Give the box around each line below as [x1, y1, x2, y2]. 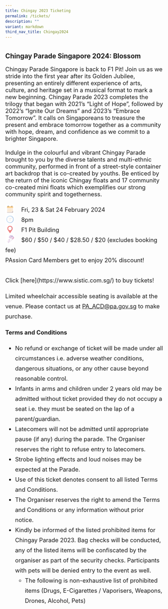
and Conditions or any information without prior [15, 505, 144, 514]
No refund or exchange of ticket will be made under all [15, 344, 163, 352]
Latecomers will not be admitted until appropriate [15, 425, 149, 433]
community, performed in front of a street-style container [5, 162, 161, 170]
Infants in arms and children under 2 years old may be [15, 384, 162, 392]
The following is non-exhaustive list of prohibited [25, 576, 158, 584]
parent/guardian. [15, 415, 61, 423]
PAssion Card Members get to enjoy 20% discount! [5, 256, 144, 264]
